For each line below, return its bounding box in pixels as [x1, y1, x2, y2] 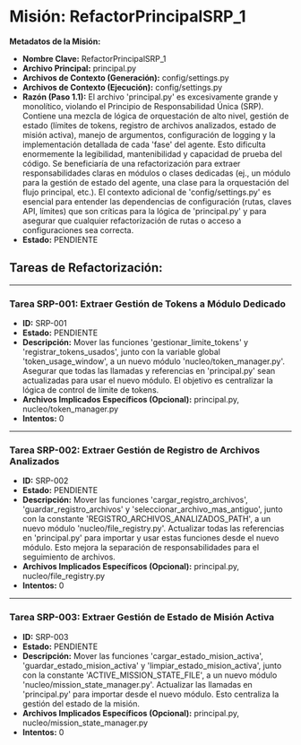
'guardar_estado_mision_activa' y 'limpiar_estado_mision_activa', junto [21, 660, 282, 671]
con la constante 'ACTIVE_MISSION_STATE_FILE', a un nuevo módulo [21, 670, 278, 680]
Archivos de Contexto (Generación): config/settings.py [21, 72, 230, 82]
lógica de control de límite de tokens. [21, 385, 159, 395]
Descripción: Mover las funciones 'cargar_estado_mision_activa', [21, 650, 264, 661]
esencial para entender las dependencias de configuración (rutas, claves [21, 195, 292, 207]
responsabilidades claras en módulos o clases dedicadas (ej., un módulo [21, 168, 291, 178]
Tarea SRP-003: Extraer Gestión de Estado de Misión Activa [9, 611, 275, 624]
